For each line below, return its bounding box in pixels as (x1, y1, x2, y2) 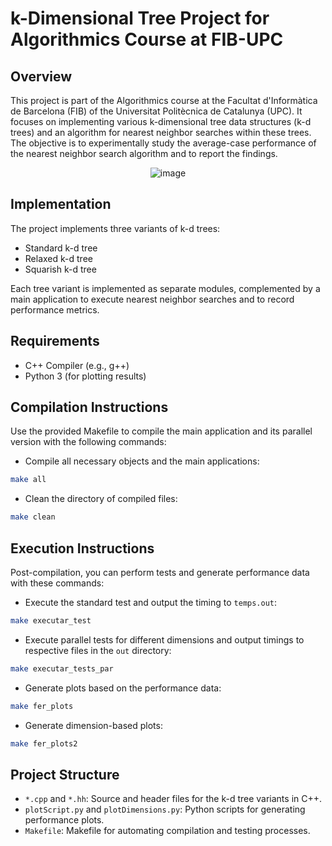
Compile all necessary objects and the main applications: (24, 455, 260, 467)
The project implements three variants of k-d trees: (10, 222, 221, 234)
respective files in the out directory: (24, 644, 172, 656)
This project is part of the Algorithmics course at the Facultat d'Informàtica (10, 95, 318, 106)
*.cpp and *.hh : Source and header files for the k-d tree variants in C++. (24, 793, 323, 805)
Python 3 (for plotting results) (24, 370, 147, 382)
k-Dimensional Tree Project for (10, 7, 270, 30)
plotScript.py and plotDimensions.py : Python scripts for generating (24, 803, 306, 816)
